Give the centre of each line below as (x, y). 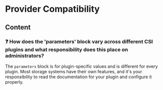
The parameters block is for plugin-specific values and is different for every (81, 66)
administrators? (25, 56)
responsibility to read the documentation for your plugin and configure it (79, 77)
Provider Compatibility (52, 9)
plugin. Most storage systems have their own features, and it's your (74, 71)
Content (18, 27)
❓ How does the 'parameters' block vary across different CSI (79, 41)
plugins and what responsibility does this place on (67, 49)
